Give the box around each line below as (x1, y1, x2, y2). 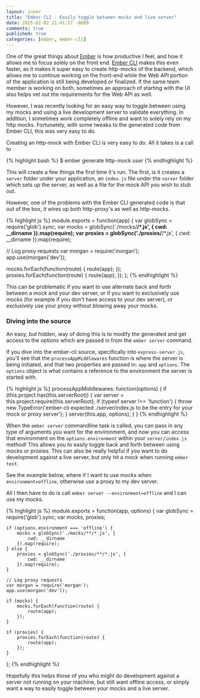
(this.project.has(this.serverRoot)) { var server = (6, 391, 124, 399)
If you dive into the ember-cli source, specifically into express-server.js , (6, 348, 185, 356)
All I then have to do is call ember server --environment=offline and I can (6, 490, 186, 497)
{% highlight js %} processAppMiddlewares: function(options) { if (6, 385, 167, 392)
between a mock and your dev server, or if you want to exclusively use (6, 289, 180, 297)
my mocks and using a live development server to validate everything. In (6, 108, 184, 116)
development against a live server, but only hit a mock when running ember (6, 454, 189, 461)
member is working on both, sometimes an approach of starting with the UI (6, 85, 190, 91)
